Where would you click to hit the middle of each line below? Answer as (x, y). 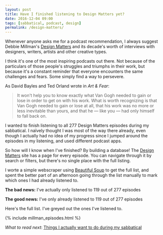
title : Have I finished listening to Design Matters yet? (65, 14)
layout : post (18, 9)
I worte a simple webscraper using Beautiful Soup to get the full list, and (77, 170)
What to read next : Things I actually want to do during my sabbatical (73, 227)
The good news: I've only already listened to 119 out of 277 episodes (74, 199)
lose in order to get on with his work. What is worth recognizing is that (87, 101)
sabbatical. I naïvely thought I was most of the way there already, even (75, 131)
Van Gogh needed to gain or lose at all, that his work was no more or (85, 106)
